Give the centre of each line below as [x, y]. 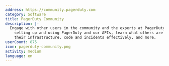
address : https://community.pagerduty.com [50, 10]
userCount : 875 [21, 42]
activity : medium [23, 51]
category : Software [26, 14]
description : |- [22, 24]
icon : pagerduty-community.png [38, 47]
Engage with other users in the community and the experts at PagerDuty [88, 28]
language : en [19, 56]
